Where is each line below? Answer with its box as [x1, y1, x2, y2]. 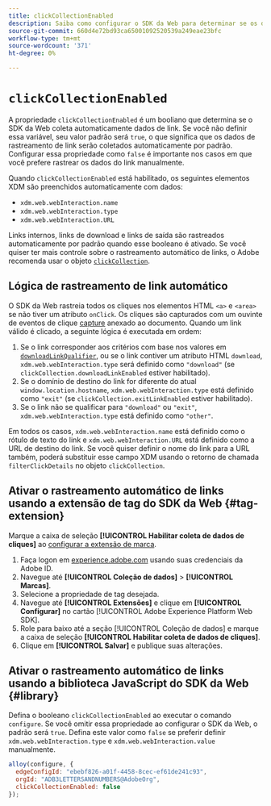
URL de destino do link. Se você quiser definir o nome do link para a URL [8, 443, 250, 453]
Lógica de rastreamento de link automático [8, 279, 228, 293]
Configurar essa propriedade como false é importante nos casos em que [8, 148, 252, 158]
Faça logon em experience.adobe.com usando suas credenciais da [19, 554, 244, 565]
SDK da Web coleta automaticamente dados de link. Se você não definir [8, 123, 248, 133]
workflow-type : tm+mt [8, 34, 81, 43]
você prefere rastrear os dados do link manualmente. [8, 157, 185, 167]
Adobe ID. [19, 563, 54, 573]
